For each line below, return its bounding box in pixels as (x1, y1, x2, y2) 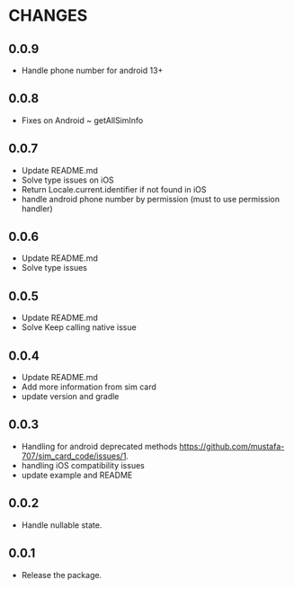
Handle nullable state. (21, 519, 102, 531)
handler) (21, 203, 53, 214)
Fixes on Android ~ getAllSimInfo (21, 114, 144, 126)
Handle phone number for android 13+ (21, 65, 164, 76)
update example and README (21, 469, 133, 480)
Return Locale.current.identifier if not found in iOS (21, 183, 207, 194)
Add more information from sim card (21, 381, 156, 392)
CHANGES (8, 5, 88, 26)
